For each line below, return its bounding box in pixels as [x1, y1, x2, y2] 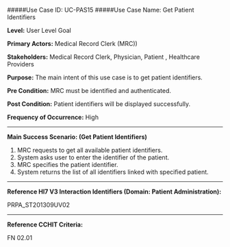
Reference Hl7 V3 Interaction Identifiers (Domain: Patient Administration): [7, 187, 222, 196]
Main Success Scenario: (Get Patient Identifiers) [7, 133, 147, 141]
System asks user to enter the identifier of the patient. [16, 153, 170, 161]
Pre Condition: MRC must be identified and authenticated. [7, 87, 172, 94]
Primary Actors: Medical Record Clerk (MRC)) [7, 40, 138, 47]
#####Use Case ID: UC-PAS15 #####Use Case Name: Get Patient [7, 6, 194, 14]
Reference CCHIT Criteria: [7, 220, 84, 229]
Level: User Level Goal [7, 27, 72, 34]
